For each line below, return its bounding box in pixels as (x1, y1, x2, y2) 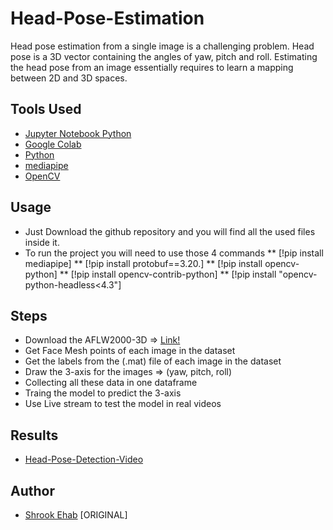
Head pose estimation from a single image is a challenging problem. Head (10, 40, 315, 52)
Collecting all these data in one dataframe (24, 377, 198, 389)
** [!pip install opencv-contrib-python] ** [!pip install (59, 268, 277, 280)
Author (10, 482, 55, 499)
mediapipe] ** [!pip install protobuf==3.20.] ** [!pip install (24, 257, 263, 269)
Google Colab (24, 138, 82, 150)
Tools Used (10, 101, 82, 118)
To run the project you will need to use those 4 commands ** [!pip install (24, 247, 324, 259)
